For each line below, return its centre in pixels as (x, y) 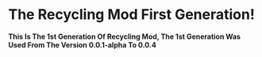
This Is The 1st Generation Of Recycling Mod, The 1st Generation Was (124, 36)
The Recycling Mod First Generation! (132, 15)
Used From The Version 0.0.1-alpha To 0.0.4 (83, 44)
